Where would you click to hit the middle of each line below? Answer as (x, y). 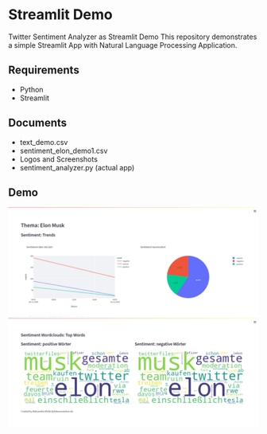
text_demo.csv (44, 142)
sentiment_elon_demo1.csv (64, 151)
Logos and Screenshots (58, 159)
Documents (38, 123)
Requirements (44, 70)
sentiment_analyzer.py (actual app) (77, 167)
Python (31, 89)
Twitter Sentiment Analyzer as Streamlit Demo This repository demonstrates (133, 37)
